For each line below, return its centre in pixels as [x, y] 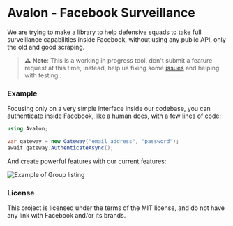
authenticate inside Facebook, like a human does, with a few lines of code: [114, 116]
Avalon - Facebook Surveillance [101, 13]
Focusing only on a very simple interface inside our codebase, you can [109, 109]
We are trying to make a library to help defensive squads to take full [104, 32]
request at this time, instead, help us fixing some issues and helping [122, 68]
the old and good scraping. [46, 47]
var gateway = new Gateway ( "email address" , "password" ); [93, 142]
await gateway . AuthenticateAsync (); [60, 148]
